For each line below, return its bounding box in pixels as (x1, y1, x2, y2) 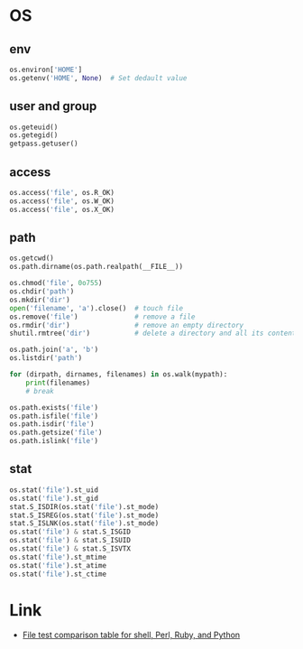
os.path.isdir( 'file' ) (9, 420, 95, 429)
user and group (9, 98, 97, 114)
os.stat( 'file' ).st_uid (9, 485, 99, 495)
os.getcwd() (9, 254, 54, 263)
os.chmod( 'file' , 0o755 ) (9, 279, 103, 288)
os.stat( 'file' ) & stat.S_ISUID (9, 536, 131, 545)
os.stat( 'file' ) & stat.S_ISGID (9, 527, 131, 537)
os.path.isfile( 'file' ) (9, 412, 99, 421)
